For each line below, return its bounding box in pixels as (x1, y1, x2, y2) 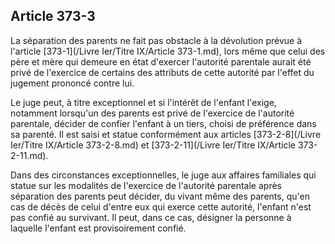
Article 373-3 (10, 8, 96, 25)
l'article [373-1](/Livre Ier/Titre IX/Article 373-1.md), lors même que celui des (10, 45, 326, 57)
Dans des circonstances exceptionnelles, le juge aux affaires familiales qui (10, 169, 317, 181)
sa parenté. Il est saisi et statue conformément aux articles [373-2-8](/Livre (10, 128, 322, 140)
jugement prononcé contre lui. (10, 77, 135, 89)
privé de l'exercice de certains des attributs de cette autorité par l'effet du (10, 66, 315, 78)
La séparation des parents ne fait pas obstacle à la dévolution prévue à (10, 34, 303, 46)
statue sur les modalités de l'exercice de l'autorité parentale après (10, 179, 282, 191)
